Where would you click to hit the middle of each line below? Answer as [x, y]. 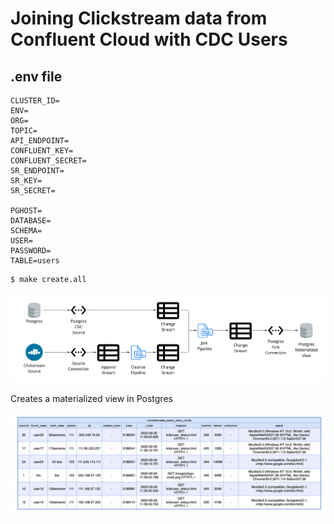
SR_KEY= [26, 181]
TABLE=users [35, 261]
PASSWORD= [31, 251]
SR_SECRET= [33, 191]
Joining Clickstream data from [139, 18]
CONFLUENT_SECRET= [48, 161]
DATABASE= [31, 221]
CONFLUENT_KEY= [42, 151]
